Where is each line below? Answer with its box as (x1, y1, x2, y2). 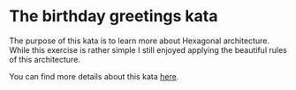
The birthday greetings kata (9, 6, 218, 26)
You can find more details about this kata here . (9, 71, 179, 81)
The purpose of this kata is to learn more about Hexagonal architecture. (9, 35, 269, 46)
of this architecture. (9, 54, 81, 64)
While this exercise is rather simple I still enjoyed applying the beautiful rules (9, 44, 287, 55)
